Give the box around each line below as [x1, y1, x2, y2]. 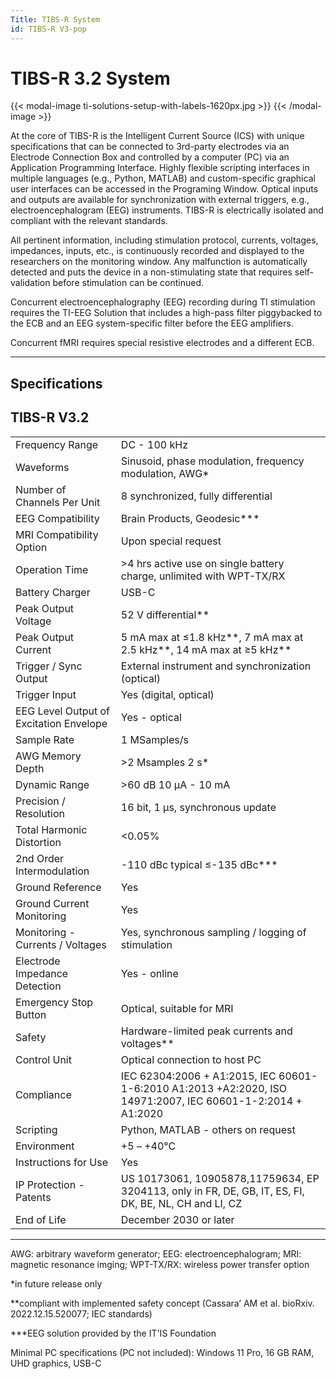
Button [15, 1007, 47, 1021]
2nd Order [15, 851, 65, 865]
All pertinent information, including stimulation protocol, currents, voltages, [10, 234, 319, 246]
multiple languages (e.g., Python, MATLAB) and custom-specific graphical [10, 172, 316, 185]
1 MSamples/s [120, 732, 189, 746]
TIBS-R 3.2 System [10, 67, 171, 90]
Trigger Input [15, 687, 77, 701]
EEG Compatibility [15, 511, 100, 525]
